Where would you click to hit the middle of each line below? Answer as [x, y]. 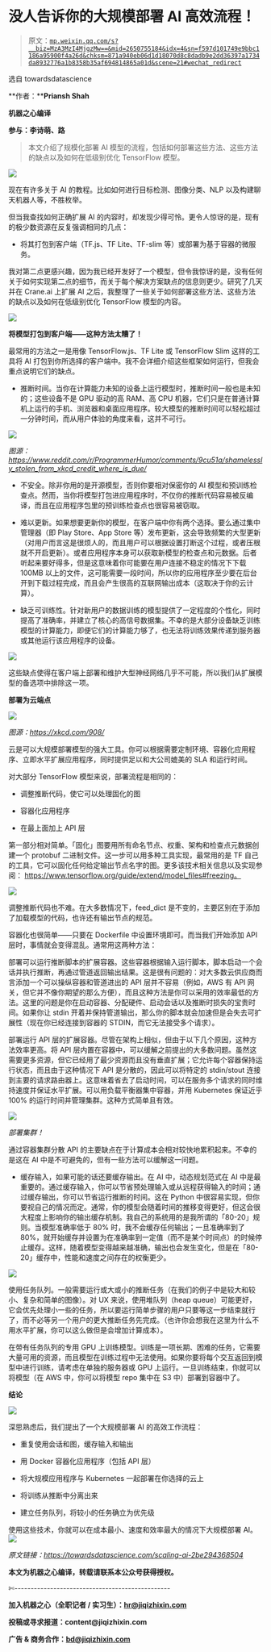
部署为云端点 [29, 699]
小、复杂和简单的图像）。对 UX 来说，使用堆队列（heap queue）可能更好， [132, 1299]
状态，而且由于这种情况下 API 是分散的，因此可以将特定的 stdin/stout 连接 [138, 1070]
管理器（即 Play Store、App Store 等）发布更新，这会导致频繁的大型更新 [140, 532]
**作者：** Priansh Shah [49, 96]
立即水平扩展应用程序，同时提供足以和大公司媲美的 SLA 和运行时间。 [137, 759]
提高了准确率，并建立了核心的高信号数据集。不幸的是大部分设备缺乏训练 [140, 620]
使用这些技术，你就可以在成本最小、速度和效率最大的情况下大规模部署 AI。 [133, 1529]
